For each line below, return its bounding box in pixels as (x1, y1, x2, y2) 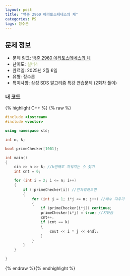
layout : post (5, 7, 32, 12)
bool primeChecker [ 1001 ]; (5, 146, 59, 151)
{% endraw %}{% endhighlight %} (5, 266, 75, 272)
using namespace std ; (5, 128, 50, 133)
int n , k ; (5, 137, 26, 142)
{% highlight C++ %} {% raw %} (5, 105, 71, 111)
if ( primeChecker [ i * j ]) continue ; (40, 206, 112, 211)
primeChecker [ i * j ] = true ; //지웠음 (40, 210, 113, 215)
